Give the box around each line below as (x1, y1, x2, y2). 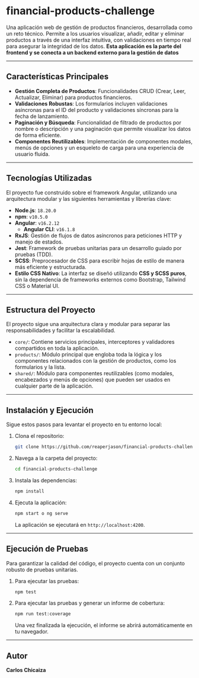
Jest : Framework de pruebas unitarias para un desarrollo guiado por (14, 244, 182, 251)
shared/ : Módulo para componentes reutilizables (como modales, (14, 370, 174, 377)
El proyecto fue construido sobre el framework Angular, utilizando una (6, 188, 177, 196)
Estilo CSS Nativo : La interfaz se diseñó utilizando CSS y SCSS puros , (14, 270, 187, 277)
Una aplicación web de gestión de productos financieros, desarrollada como (6, 24, 192, 31)
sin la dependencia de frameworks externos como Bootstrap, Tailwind (14, 276, 186, 283)
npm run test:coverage (14, 611, 71, 617)
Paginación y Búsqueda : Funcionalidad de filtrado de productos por (14, 119, 182, 126)
